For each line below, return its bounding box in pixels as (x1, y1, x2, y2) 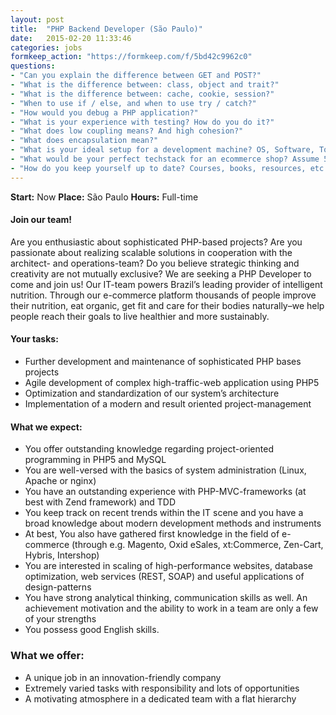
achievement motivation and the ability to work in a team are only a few (24, 602, 319, 615)
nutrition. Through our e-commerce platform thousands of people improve (10, 289, 317, 301)
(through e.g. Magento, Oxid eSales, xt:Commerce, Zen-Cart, (71, 539, 324, 551)
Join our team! (10, 214, 73, 226)
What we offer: (10, 649, 85, 663)
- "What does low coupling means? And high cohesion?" (10, 126, 244, 136)
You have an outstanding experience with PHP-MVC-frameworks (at (24, 486, 307, 498)
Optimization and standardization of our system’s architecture (24, 387, 280, 400)
